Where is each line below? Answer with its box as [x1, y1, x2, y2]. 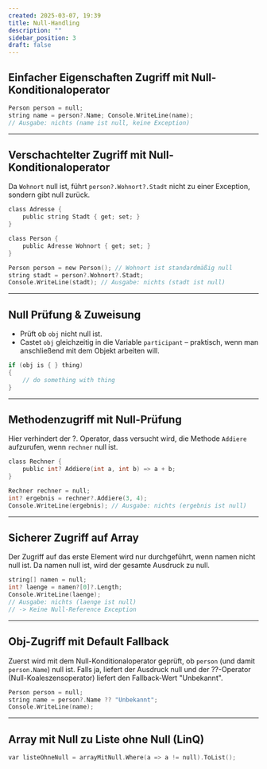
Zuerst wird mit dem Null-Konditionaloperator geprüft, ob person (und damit [8, 656, 256, 666]
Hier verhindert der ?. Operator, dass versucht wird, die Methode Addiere [8, 434, 247, 443]
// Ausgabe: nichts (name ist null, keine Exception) [8, 118, 191, 127]
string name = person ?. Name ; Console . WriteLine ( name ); [8, 111, 194, 119]
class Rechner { [8, 458, 62, 466]
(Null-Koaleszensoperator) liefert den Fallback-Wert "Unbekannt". [8, 673, 224, 682]
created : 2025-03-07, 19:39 [8, 11, 102, 20]
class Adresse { [8, 206, 62, 214]
